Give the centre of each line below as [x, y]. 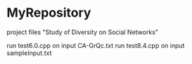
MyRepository [49, 13]
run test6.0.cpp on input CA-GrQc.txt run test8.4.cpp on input [96, 45]
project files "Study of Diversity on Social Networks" [83, 32]
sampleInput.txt [29, 53]
